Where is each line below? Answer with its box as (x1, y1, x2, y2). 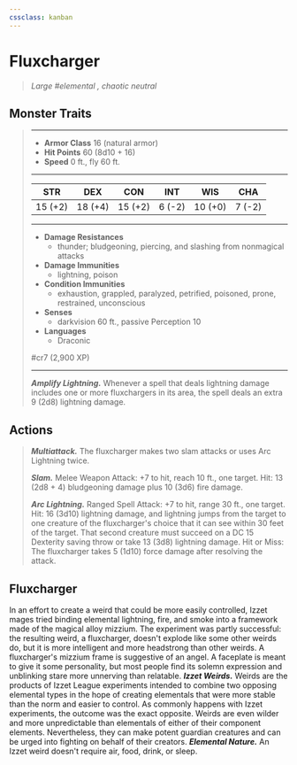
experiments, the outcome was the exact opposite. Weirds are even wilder (9, 708, 279, 718)
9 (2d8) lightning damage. (30, 397, 126, 407)
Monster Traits (9, 105, 93, 120)
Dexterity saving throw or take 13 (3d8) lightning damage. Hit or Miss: (30, 537, 285, 547)
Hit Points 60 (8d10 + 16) (43, 147, 136, 158)
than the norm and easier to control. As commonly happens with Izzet (9, 699, 263, 709)
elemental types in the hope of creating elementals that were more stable (9, 690, 276, 699)
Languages (43, 326, 87, 336)
